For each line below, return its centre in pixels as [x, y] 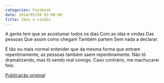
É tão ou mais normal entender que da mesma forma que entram [73, 49]
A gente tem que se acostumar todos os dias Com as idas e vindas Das [80, 34]
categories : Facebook [28, 10]
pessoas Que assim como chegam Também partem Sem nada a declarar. [82, 39]
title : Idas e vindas [28, 19]
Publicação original [25, 75]
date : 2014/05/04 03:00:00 [34, 15]
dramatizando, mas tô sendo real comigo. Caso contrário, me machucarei [82, 60]
